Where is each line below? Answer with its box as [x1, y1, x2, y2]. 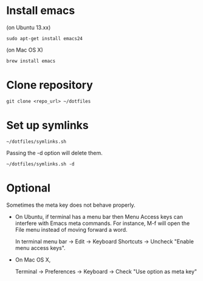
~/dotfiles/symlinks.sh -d [6, 161, 75, 167]
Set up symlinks [6, 119, 89, 133]
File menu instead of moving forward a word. [15, 226, 128, 233]
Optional [6, 181, 50, 195]
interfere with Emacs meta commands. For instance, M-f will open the [15, 220, 190, 227]
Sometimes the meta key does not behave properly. [6, 201, 136, 209]
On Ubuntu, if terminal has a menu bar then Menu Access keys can [15, 213, 184, 220]
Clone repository [6, 78, 93, 92]
